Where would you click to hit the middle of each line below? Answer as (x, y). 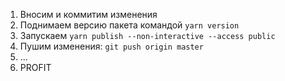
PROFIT (35, 67)
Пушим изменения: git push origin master (111, 46)
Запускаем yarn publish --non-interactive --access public (147, 35)
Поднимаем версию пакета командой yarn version (129, 25)
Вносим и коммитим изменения (88, 14)
